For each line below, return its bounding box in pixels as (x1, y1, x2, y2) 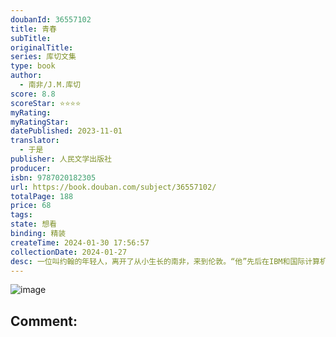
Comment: (10, 312, 78, 330)
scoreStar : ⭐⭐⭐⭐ (10, 98, 82, 108)
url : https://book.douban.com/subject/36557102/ (10, 182, 217, 192)
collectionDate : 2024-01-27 (10, 247, 128, 257)
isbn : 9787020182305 (10, 172, 97, 183)
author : (10, 71, 43, 81)
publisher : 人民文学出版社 (10, 154, 113, 164)
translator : (10, 136, 60, 146)
